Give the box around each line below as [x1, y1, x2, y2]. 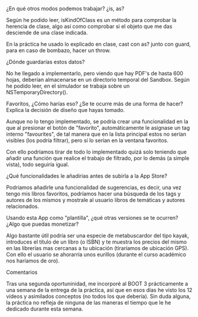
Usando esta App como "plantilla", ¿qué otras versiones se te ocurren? [6, 214, 178, 221]
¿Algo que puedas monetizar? [6, 220, 79, 228]
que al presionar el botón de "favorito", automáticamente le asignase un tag [6, 124, 190, 131]
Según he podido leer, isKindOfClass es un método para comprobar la [6, 17, 177, 23]
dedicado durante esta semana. [6, 305, 84, 312]
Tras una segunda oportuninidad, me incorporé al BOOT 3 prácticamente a [6, 280, 188, 287]
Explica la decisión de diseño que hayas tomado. [6, 107, 125, 113]
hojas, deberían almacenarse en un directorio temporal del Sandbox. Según [6, 76, 190, 83]
